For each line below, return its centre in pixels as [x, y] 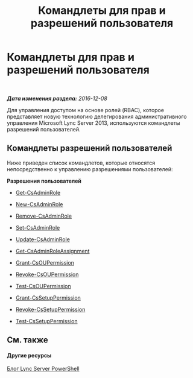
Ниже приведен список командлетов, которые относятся [81, 163]
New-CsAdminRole [39, 204]
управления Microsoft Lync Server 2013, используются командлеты [93, 123]
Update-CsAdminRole [43, 239]
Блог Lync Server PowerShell [43, 369]
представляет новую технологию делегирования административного [97, 116]
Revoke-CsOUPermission [47, 274]
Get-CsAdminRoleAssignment [52, 251]
